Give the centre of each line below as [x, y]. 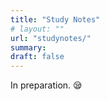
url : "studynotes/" [51, 38]
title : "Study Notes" [55, 19]
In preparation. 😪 [46, 85]
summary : [28, 47]
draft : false [37, 57]
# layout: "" [37, 29]
